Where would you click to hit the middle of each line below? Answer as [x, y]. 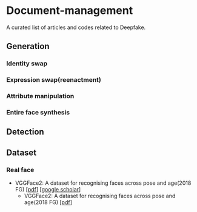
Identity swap [27, 64]
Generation [28, 46]
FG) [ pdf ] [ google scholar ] [48, 190]
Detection [25, 132]
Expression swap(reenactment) [54, 80]
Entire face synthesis [38, 113]
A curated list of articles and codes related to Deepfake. [76, 27]
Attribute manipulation [40, 96]
